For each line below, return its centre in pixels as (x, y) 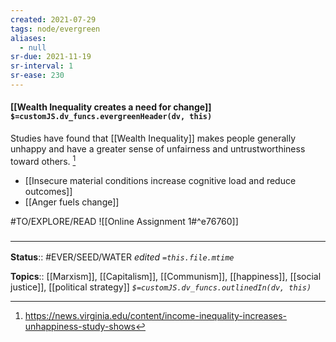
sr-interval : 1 (42, 66)
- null (33, 47)
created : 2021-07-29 (53, 19)
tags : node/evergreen (55, 29)
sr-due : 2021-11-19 (51, 57)
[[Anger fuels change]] (72, 202)
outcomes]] (48, 191)
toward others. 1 (43, 160)
